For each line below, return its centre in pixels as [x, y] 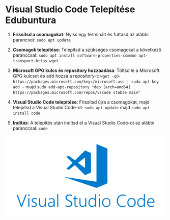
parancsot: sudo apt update [42, 40]
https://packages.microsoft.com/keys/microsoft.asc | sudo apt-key [86, 82]
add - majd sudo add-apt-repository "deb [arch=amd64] [72, 87]
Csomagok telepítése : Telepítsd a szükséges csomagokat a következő [87, 50]
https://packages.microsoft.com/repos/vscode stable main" [77, 92]
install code [26, 113]
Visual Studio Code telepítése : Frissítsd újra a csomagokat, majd [81, 102]
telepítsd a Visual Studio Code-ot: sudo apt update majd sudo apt [81, 107]
